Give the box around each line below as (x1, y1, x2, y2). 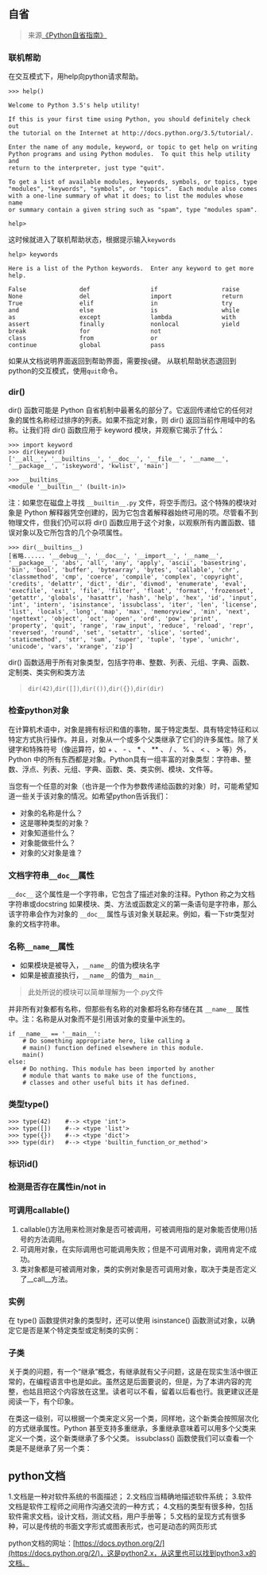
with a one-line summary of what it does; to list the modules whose (8, 192, 244, 201)
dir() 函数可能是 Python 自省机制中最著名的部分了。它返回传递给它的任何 (8, 405, 246, 415)
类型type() (8, 1099, 49, 1110)
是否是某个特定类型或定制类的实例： (21, 1326, 141, 1335)
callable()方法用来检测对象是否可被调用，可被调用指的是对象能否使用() (19, 1224, 250, 1234)
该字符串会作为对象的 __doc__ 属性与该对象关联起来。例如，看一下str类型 (8, 910, 248, 918)
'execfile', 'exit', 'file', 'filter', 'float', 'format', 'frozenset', (8, 587, 254, 595)
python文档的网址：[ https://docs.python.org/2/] (8, 1538, 165, 1548)
